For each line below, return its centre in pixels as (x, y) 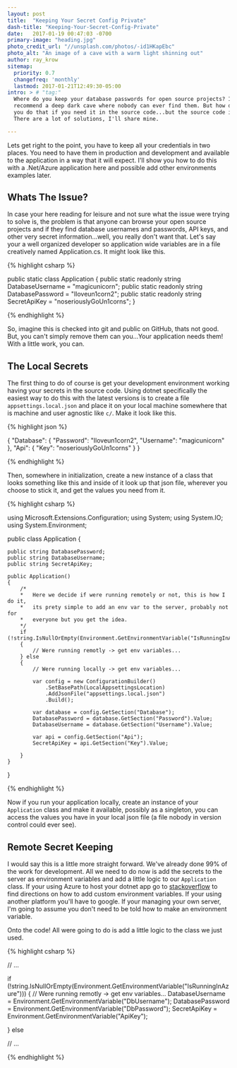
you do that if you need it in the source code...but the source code (120, 112)
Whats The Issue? (48, 197)
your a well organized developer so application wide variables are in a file (114, 244)
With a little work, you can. (46, 344)
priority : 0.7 (34, 73)
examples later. (29, 175)
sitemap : (20, 66)
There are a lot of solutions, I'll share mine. (86, 119)
